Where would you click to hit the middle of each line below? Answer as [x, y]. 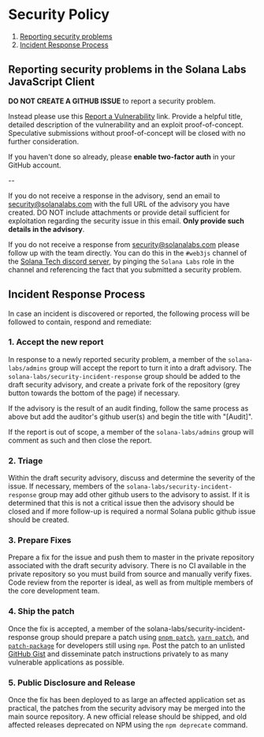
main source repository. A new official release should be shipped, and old [127, 716]
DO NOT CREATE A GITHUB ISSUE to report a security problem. [112, 101]
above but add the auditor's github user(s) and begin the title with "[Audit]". [131, 417]
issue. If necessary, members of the [66, 486]
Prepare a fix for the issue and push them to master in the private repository [131, 557]
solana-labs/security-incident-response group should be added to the [125, 376]
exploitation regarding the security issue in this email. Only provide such [126, 221]
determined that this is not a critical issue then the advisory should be [121, 503]
